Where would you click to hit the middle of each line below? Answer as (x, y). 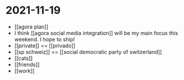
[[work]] (24, 71)
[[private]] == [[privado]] (45, 46)
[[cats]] (23, 58)
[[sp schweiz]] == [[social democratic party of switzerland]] (88, 52)
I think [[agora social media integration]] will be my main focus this (96, 33)
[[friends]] (27, 64)
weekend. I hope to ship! (45, 39)
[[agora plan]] (31, 27)
